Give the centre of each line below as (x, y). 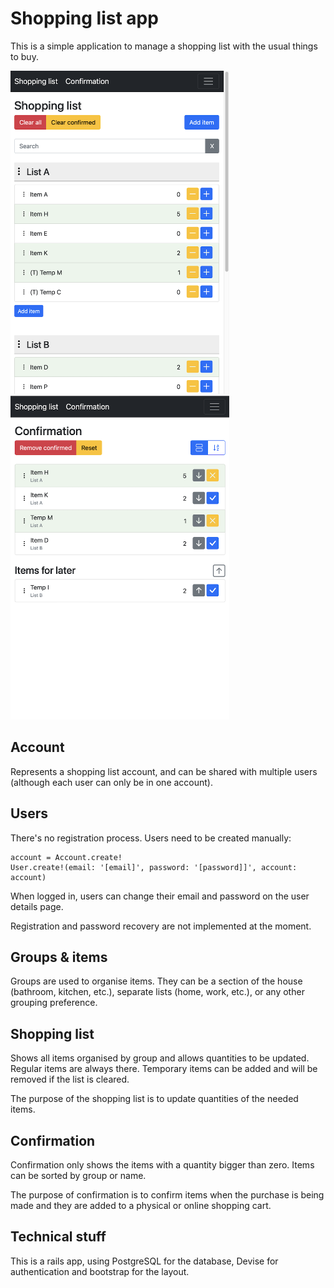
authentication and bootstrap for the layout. (100, 1271)
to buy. (24, 56)
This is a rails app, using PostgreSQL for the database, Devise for (144, 1261)
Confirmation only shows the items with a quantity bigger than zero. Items (162, 1165)
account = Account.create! (66, 857)
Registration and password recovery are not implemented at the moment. (161, 926)
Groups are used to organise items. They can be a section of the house (156, 981)
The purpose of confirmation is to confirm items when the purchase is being (167, 1195)
